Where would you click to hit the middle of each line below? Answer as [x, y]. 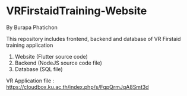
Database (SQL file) [39, 69]
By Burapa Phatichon [32, 27]
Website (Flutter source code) [51, 56]
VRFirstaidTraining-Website [77, 11]
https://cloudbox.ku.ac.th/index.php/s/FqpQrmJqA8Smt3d [78, 87]
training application [30, 45]
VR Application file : [30, 81]
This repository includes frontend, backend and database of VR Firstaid [93, 39]
